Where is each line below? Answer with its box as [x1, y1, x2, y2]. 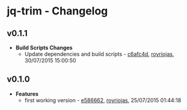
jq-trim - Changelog [7, 4, 108, 18]
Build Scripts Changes [15, 44, 73, 51]
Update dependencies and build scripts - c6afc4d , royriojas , [24, 50, 174, 58]
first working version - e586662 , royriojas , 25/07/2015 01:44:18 [24, 96, 182, 103]
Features [15, 90, 38, 97]
